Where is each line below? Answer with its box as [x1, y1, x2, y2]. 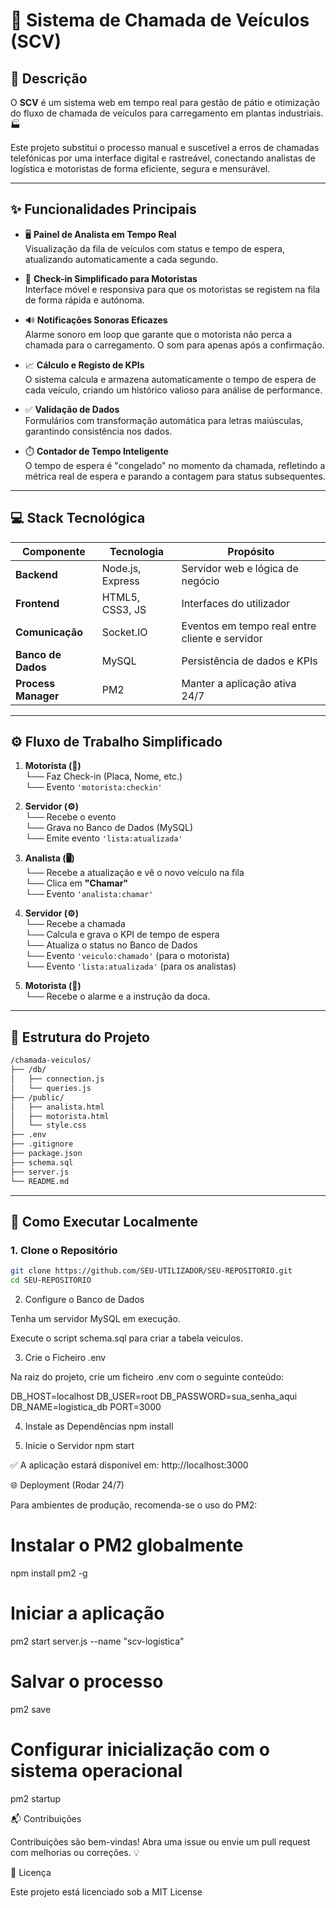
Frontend [15, 596, 60, 610]
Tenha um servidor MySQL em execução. [10, 1312, 181, 1324]
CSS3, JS [101, 602, 147, 616]
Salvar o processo [10, 1670, 164, 1693]
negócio [181, 574, 220, 588]
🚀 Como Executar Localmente [10, 1213, 199, 1230]
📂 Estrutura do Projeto [10, 1029, 150, 1046]
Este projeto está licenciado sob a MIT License [10, 1885, 203, 1898]
